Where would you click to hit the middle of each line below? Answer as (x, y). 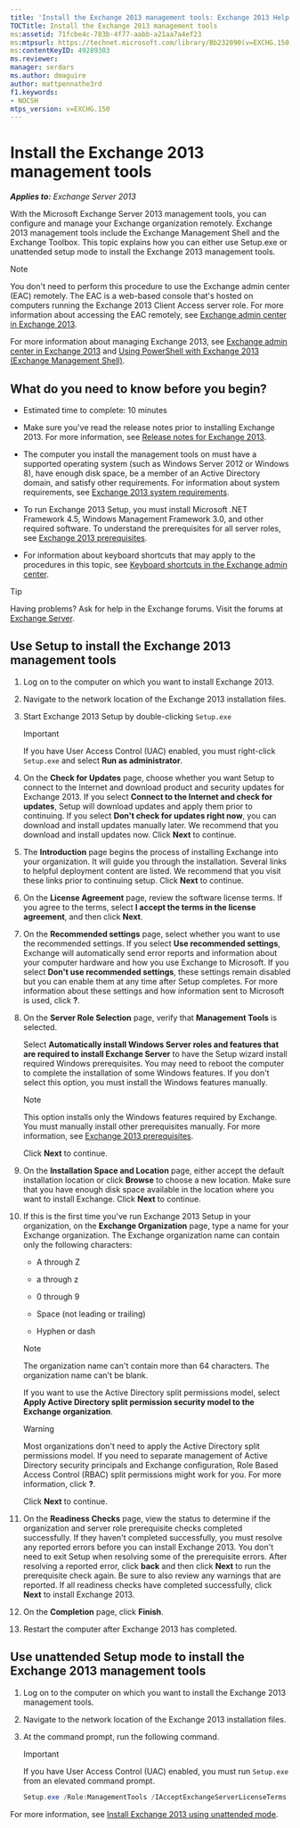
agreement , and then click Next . (83, 917)
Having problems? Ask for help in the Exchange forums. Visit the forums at (147, 609)
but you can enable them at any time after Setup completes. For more (150, 981)
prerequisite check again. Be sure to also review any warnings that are (152, 1575)
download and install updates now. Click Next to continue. (130, 835)
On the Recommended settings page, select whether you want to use (152, 934)
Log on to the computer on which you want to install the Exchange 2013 (154, 1692)
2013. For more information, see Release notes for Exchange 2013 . (145, 437)
